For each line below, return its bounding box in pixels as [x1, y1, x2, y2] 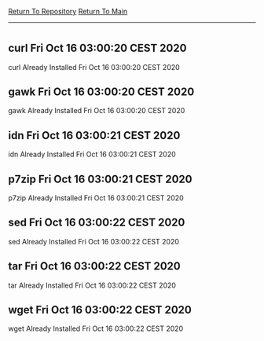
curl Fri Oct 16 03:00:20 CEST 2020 [8, 42, 187, 55]
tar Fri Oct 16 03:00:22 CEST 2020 [8, 259, 181, 273]
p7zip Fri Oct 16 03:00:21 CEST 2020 [8, 172, 192, 185]
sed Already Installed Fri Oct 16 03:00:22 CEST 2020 [8, 236, 179, 246]
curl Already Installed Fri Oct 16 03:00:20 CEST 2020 [8, 62, 181, 71]
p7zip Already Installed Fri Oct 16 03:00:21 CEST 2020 [8, 193, 184, 203]
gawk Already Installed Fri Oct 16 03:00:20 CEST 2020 [8, 106, 185, 115]
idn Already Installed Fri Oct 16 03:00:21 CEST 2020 [8, 149, 177, 159]
